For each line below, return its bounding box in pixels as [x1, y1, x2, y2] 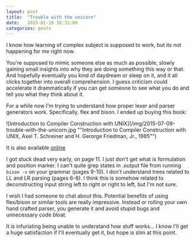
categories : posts [6, 25, 51, 31]
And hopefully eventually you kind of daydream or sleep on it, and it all [6, 72, 178, 79]
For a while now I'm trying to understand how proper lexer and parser [6, 102, 175, 110]
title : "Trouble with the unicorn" [6, 14, 96, 20]
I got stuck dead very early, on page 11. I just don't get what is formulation [6, 155, 186, 163]
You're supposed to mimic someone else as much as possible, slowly [6, 59, 175, 66]
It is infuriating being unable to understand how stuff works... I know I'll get [6, 223, 188, 230]
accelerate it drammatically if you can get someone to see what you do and [6, 84, 190, 92]
